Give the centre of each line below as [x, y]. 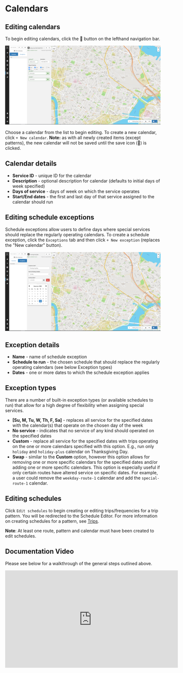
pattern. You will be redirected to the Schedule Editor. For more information [81, 516]
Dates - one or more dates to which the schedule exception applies [81, 373]
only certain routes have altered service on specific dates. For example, [85, 472]
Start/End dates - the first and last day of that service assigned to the [83, 196]
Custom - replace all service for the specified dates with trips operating [85, 441]
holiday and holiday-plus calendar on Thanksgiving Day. [71, 451]
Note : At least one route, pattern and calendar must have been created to [80, 531]
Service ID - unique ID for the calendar [52, 176]
